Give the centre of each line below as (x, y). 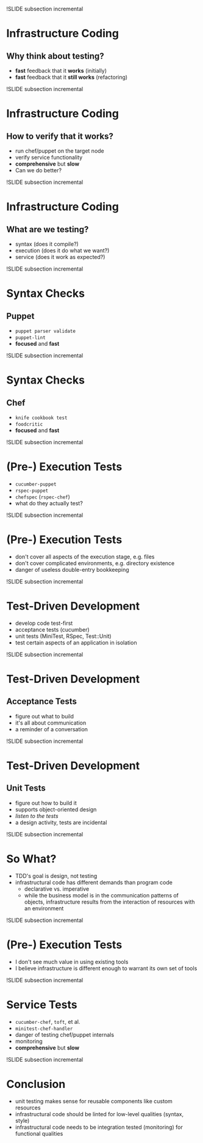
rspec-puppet (32, 491)
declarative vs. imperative (57, 889)
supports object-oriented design (56, 809)
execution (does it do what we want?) (62, 250)
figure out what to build (45, 716)
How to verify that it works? (60, 136)
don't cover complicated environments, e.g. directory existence (95, 563)
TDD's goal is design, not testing (56, 875)
